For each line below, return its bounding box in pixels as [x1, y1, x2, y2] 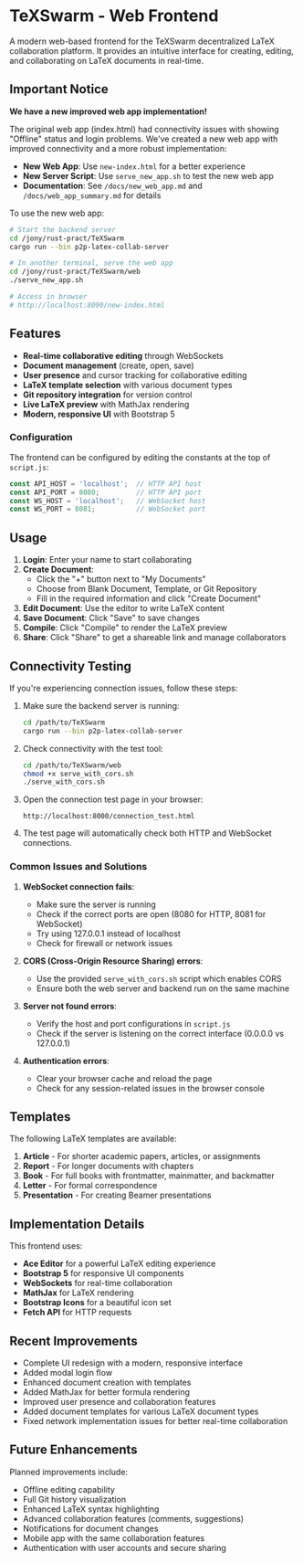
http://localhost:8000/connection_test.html [22, 812, 195, 821]
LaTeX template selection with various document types [22, 379, 233, 390]
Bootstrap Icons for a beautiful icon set [22, 1297, 172, 1308]
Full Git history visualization [22, 1493, 126, 1504]
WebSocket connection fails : [22, 881, 135, 892]
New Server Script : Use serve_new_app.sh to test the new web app [22, 170, 274, 181]
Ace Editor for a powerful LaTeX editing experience [22, 1258, 216, 1270]
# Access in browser [9, 292, 89, 301]
